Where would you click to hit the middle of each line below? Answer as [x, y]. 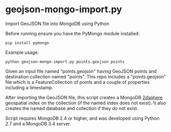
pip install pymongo [27, 43]
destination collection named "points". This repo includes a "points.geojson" [86, 76]
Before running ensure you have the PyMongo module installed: [72, 33]
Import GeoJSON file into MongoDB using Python [57, 24]
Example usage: [22, 52]
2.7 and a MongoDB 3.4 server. [38, 123]
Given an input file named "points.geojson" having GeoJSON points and [81, 71]
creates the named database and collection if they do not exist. [72, 108]
